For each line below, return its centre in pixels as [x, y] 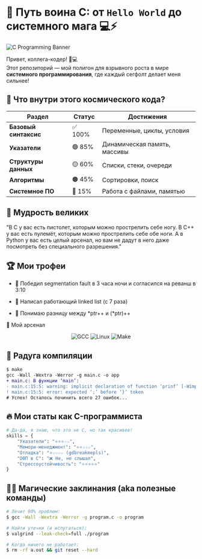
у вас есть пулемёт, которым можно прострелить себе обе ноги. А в [95, 233]
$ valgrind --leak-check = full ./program [58, 534]
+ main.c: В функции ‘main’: [43, 381]
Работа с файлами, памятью [143, 191]
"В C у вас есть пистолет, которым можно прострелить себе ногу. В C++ [100, 227]
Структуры [26, 161]
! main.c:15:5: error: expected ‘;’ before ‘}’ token [75, 392]
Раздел [38, 116]
